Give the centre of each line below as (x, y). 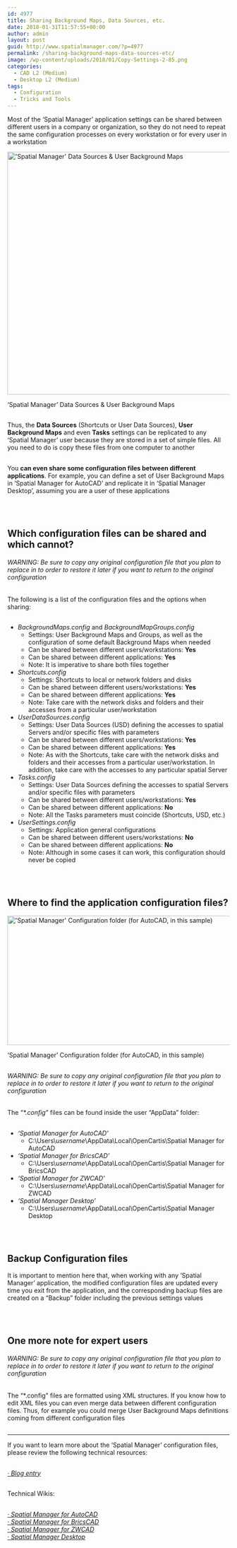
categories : (25, 66)
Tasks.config (36, 777)
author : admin (28, 34)
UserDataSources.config (54, 717)
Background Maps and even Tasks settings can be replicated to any (107, 432)
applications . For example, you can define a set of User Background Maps (116, 475)
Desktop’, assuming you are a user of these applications (89, 490)
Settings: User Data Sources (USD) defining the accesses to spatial (126, 725)
